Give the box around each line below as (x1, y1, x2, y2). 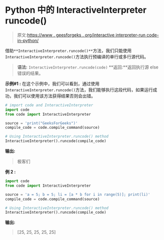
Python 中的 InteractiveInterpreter (5, 4, 147, 16)
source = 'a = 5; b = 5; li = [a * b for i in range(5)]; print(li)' (5, 192, 151, 197)
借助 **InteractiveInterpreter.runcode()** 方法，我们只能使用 (5, 48, 132, 53)
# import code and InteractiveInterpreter (5, 102, 93, 108)
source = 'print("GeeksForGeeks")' (5, 120, 78, 125)
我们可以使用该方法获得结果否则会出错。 (13, 93, 96, 98)
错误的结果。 (17, 70, 43, 76)
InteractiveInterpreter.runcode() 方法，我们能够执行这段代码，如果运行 (5, 87, 153, 93)
